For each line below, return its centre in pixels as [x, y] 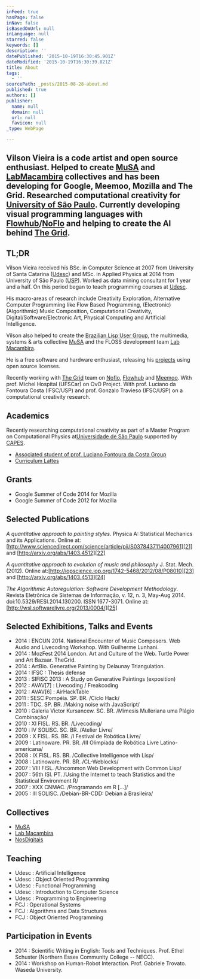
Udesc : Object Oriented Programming [62, 879]
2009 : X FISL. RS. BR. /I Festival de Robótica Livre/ [78, 736]
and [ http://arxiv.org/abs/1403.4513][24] [56, 577]
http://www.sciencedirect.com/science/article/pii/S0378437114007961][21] [100, 546]
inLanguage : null [28, 34]
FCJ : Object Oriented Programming [59, 917]
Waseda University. [39, 969]
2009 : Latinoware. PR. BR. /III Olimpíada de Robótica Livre [87, 742]
